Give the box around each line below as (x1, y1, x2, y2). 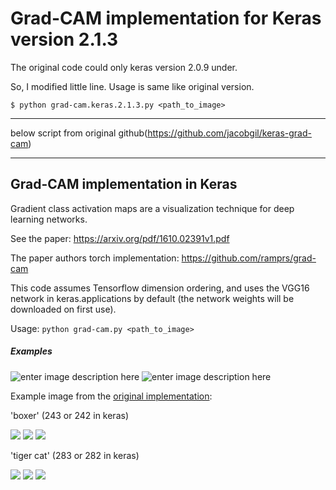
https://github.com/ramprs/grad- (181, 252, 317, 264)
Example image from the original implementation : (10, 390, 213, 402)
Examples (10, 345, 53, 357)
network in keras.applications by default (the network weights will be (10, 292, 295, 304)
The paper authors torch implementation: (10, 252, 180, 264)
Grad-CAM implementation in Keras (10, 176, 238, 193)
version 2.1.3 (10, 28, 119, 51)
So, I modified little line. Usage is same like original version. (10, 80, 255, 92)
